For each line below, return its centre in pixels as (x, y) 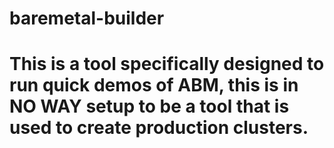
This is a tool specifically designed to (167, 64)
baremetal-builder (87, 18)
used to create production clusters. (159, 128)
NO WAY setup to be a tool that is (149, 106)
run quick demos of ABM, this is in (154, 85)
